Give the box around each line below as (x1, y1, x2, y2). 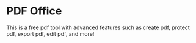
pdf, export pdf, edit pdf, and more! (6, 30, 95, 37)
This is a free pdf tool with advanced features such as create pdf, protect (6, 24, 191, 31)
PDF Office (6, 4, 62, 18)
